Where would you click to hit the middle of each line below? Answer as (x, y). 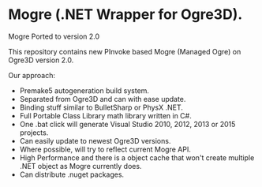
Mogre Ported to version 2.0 (54, 36)
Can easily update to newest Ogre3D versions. (95, 140)
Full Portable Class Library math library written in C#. (105, 115)
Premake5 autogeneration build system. (84, 90)
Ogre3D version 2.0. (41, 60)
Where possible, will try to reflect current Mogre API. (105, 149)
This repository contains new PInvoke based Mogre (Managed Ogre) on (125, 51)
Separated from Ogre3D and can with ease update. (103, 99)
